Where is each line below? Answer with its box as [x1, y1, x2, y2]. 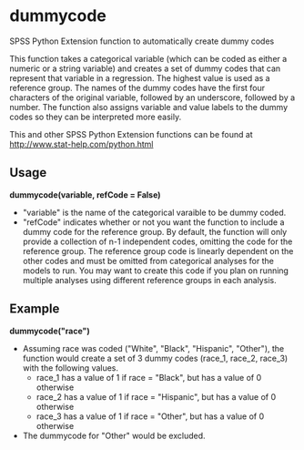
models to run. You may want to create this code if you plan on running [22, 265, 289, 276]
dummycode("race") [9, 325, 90, 336]
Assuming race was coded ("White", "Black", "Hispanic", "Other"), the [22, 343, 285, 353]
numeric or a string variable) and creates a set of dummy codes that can [9, 63, 281, 74]
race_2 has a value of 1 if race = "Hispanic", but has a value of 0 [35, 391, 277, 402]
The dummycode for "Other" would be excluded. [22, 430, 207, 441]
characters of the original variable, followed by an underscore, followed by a [9, 92, 296, 103]
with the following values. [22, 362, 119, 373]
